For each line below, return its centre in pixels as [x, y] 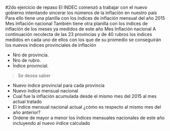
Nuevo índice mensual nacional [45, 91]
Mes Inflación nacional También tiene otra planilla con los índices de [77, 23]
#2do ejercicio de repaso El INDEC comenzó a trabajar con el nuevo [76, 7]
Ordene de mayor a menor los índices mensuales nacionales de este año [89, 118]
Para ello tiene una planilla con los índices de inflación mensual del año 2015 [85, 18]
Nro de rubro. [27, 60]
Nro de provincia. [31, 55]
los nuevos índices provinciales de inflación [51, 45]
